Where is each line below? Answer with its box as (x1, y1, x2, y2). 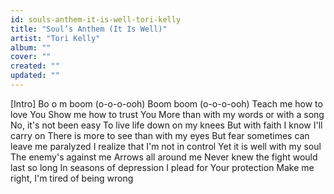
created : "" (10, 61, 60, 71)
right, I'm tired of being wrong (10, 172, 134, 184)
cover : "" (10, 52, 52, 62)
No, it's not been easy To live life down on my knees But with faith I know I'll (10, 119, 323, 131)
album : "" (10, 42, 52, 53)
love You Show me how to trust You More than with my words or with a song (10, 108, 325, 120)
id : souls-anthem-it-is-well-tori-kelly (10, 14, 182, 25)
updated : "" (10, 71, 60, 81)
